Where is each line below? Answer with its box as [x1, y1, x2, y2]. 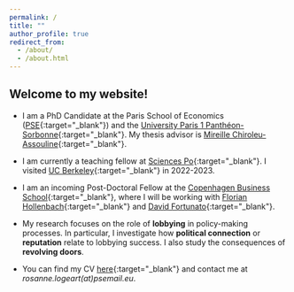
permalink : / [9, 12, 58, 22]
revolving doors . [21, 246, 84, 257]
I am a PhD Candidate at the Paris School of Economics [21, 110, 224, 120]
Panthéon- [205, 119, 244, 130]
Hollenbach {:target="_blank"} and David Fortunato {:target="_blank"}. [21, 201, 275, 211]
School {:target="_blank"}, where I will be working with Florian [21, 191, 248, 202]
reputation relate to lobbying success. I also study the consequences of [21, 236, 286, 248]
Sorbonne [21, 129, 59, 140]
